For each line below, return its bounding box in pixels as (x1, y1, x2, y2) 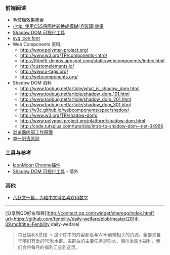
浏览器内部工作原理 (12, 129, 53, 135)
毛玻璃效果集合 (12, 17, 44, 23)
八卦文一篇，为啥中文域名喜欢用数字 (12, 194, 89, 200)
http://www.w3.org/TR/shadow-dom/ (20, 112, 98, 118)
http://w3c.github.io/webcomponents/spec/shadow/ (20, 107, 130, 113)
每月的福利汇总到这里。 (31, 244, 80, 250)
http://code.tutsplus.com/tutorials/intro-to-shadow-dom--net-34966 (20, 123, 163, 130)
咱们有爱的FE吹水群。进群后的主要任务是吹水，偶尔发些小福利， (22, 238, 156, 244)
